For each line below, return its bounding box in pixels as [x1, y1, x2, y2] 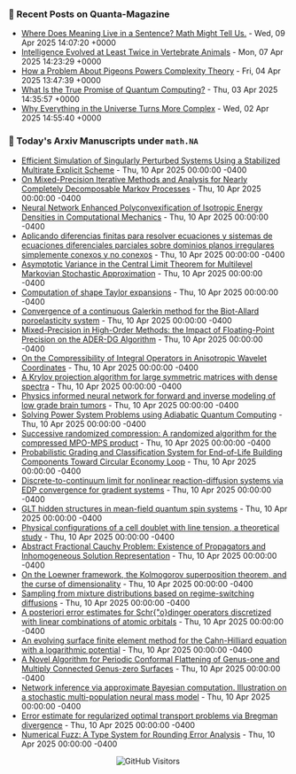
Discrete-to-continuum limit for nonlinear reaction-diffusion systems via [20, 475, 284, 485]
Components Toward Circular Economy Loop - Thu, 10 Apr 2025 [20, 456, 257, 467]
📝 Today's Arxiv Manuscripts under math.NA [8, 135, 199, 147]
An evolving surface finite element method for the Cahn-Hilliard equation [20, 635, 287, 646]
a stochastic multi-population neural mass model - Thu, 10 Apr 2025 [20, 691, 271, 702]
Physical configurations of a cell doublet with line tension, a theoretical [20, 522, 280, 532]
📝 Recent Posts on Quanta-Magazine [8, 8, 170, 20]
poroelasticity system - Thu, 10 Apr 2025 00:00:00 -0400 [20, 314, 232, 326]
